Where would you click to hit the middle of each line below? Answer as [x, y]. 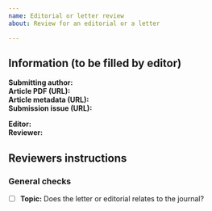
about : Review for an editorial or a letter [84, 23]
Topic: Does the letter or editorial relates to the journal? [112, 198]
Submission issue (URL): [50, 108]
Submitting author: [41, 82]
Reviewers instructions [68, 158]
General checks [40, 181]
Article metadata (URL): [49, 100]
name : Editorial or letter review [67, 16]
